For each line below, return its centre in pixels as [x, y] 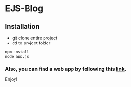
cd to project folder [31, 43]
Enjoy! [11, 79]
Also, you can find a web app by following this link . [66, 69]
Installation [22, 26]
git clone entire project [35, 38]
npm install [17, 52]
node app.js [17, 56]
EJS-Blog [24, 8]
